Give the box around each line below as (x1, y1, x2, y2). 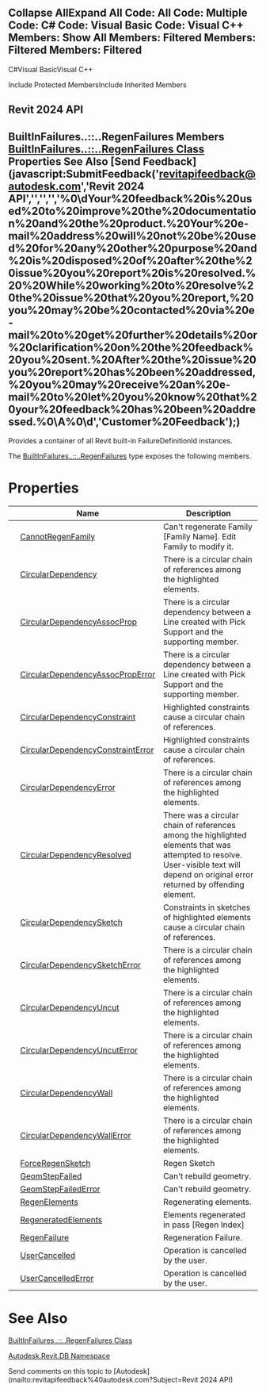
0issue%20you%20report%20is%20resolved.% (8, 266, 256, 280)
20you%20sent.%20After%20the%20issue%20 (8, 353, 257, 366)
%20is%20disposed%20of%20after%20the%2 (8, 254, 253, 267)
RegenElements (20, 1196, 79, 1207)
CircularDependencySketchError (20, 959, 141, 970)
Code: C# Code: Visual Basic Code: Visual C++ (8, 19, 244, 33)
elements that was (163, 839, 232, 850)
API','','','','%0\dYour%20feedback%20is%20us (8, 192, 253, 205)
